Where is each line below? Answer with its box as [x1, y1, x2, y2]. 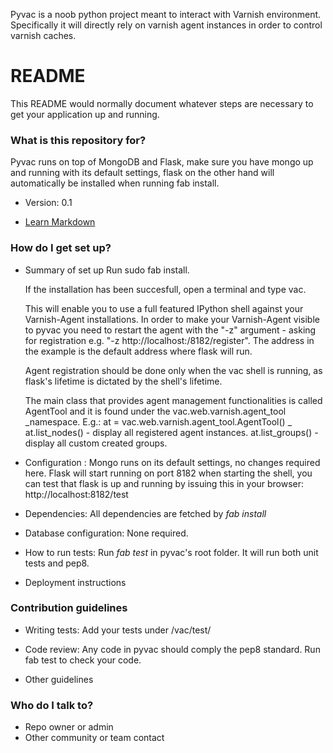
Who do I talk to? [10, 698, 94, 712]
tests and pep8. [24, 557, 90, 569]
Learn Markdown [24, 216, 96, 228]
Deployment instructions [24, 576, 127, 588]
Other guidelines [24, 673, 94, 685]
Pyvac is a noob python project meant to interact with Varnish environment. [10, 9, 322, 20]
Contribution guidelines [10, 601, 128, 615]
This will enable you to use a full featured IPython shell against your [24, 302, 304, 314]
